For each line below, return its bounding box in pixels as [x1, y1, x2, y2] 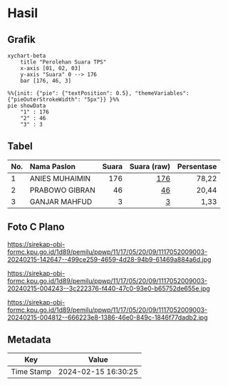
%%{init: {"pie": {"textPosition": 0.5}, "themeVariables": [7, 90, 190, 97]
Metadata [7, 334, 51, 346]
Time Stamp [11, 367, 52, 377]
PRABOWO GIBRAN [29, 185, 95, 195]
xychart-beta [7, 52, 46, 59]
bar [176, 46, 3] [20, 77, 72, 84]
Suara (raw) [129, 161, 171, 171]
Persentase [177, 161, 217, 171]
